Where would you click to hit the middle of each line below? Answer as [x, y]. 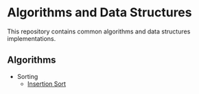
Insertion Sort [47, 84]
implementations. [32, 38]
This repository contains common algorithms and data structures [99, 31]
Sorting [27, 76]
